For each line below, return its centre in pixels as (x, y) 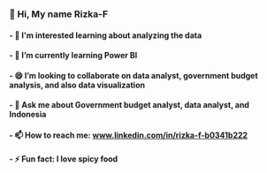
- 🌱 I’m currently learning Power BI (73, 56)
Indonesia (28, 115)
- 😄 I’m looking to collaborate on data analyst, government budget (133, 75)
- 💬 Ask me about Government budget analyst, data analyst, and (130, 105)
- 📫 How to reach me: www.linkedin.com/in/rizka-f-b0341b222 (129, 135)
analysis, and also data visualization (77, 85)
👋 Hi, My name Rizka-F (59, 14)
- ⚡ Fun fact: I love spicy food (64, 159)
